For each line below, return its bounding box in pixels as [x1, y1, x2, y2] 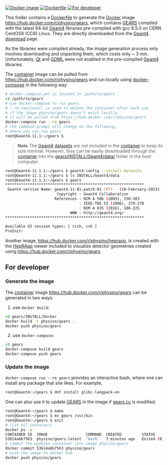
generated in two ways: [5, 294, 53, 300]
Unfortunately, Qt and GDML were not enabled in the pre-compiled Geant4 [5, 56, 159, 62]
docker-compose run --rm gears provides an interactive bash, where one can [5, 375, 163, 381]
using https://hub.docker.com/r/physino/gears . [5, 248, 101, 254]
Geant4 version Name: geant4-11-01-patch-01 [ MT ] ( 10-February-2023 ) [7, 187, 160, 192]
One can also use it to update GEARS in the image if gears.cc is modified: [5, 399, 156, 405]
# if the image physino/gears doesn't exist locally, [5, 110, 120, 115]
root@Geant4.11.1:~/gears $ [5, 133, 64, 138]
